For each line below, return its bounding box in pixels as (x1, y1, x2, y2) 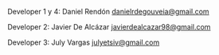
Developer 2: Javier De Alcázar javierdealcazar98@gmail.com (7, 22, 211, 31)
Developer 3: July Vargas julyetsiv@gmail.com (7, 37, 160, 47)
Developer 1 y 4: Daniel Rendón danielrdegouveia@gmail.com (7, 7, 209, 16)
